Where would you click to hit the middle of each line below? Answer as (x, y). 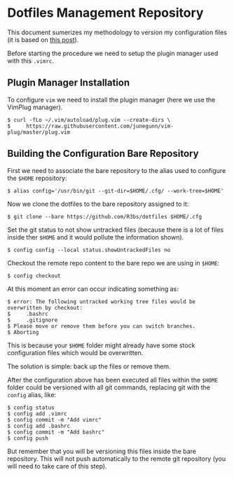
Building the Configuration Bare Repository (103, 154)
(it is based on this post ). (43, 39)
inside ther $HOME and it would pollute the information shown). (96, 237)
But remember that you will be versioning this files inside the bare (102, 451)
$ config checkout (34, 276)
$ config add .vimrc (37, 414)
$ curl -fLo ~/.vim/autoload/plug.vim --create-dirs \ (89, 120)
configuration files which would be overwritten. (75, 352)
